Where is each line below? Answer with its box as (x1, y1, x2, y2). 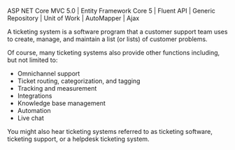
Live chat (17, 114, 44, 122)
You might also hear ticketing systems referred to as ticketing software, (7, 128, 213, 135)
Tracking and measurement (17, 84, 97, 92)
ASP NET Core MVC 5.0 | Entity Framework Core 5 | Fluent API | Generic (7, 7, 215, 15)
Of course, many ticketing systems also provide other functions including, (7, 49, 220, 57)
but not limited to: (7, 56, 58, 64)
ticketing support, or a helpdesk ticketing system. (7, 135, 150, 143)
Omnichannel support (17, 70, 80, 77)
